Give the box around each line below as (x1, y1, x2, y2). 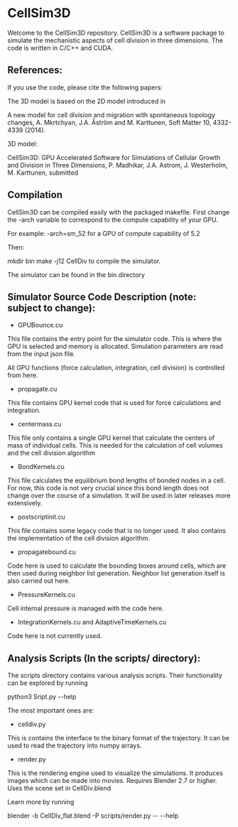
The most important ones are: (7, 706, 94, 715)
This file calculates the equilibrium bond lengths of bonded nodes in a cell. (7, 476, 226, 485)
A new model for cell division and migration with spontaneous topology (7, 110, 215, 119)
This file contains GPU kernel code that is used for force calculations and (7, 399, 222, 407)
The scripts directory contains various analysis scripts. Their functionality (7, 671, 222, 680)
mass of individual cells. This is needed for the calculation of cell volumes (7, 441, 223, 450)
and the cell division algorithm (7, 449, 96, 458)
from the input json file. (7, 350, 76, 358)
